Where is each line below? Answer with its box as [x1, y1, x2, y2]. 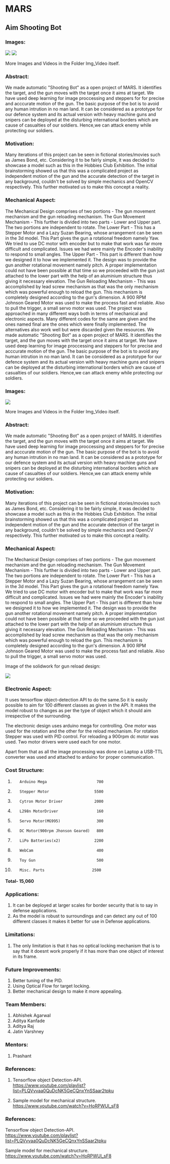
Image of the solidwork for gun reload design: [5, 663, 101, 669]
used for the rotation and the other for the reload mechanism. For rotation [5, 728, 158, 734]
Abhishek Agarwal [12, 1013, 51, 1019]
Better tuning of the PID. [12, 978, 63, 984]
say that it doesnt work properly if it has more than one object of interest [12, 948, 164, 954]
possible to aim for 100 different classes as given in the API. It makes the [5, 702, 156, 708]
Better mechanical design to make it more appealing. [12, 988, 123, 994]
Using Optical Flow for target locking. [12, 983, 91, 989]
